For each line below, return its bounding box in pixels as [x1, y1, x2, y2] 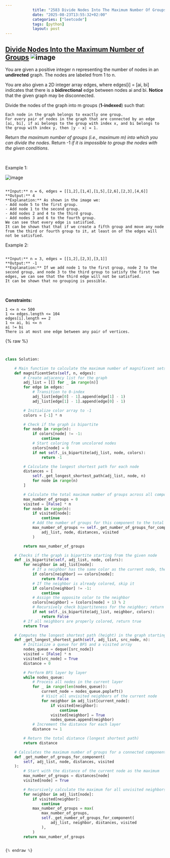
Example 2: [5, 242, 29, 248]
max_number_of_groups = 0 [23, 496, 78, 502]
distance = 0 [23, 661, 51, 666]
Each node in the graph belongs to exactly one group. [5, 112, 123, 117]
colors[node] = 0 [32, 445, 69, 450]
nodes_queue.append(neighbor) [50, 717, 114, 723]
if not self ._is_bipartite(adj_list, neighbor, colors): [32, 610, 155, 615]
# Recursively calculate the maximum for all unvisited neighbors [23, 787, 166, 792]
